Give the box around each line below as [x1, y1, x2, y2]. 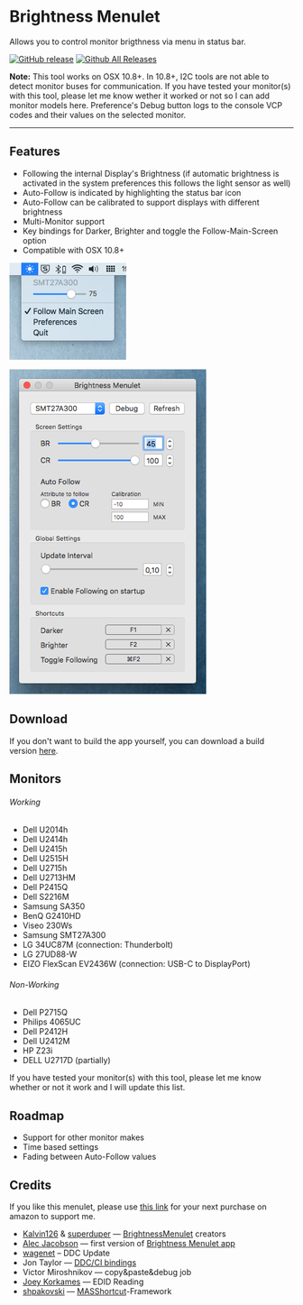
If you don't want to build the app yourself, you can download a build [9, 735, 264, 746]
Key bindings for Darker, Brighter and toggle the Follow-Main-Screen [22, 225, 279, 236]
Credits [9, 1177, 52, 1192]
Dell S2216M [22, 891, 69, 903]
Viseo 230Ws [22, 920, 73, 931]
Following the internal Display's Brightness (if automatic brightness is [22, 168, 280, 179]
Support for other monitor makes [22, 1132, 145, 1143]
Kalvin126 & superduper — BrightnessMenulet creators [22, 1228, 227, 1239]
